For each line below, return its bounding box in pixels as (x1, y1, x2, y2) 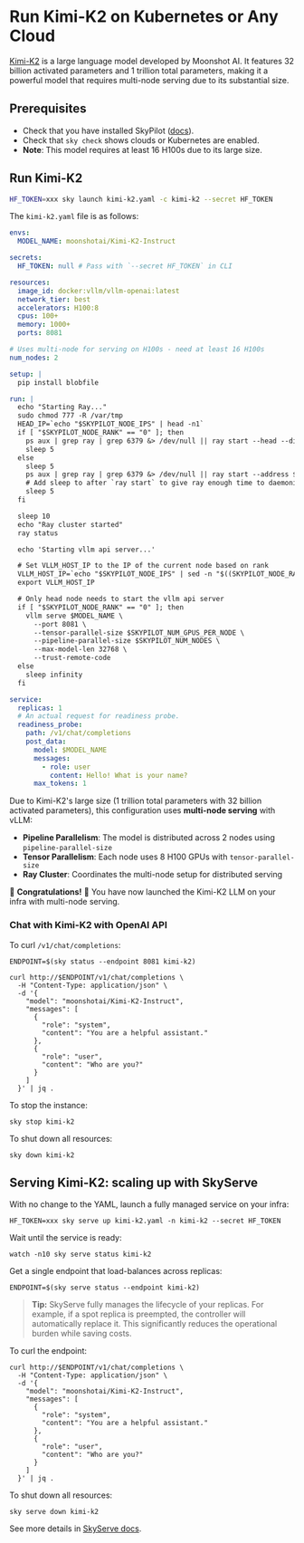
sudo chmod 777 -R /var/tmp (17, 411, 124, 420)
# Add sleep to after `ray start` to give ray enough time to (25, 478, 265, 488)
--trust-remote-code (33, 654, 111, 663)
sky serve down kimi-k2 (9, 1508, 100, 1517)
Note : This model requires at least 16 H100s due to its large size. (22, 144, 262, 155)
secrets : (9, 254, 43, 263)
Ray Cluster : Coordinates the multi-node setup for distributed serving (22, 869, 283, 880)
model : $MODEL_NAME (33, 745, 107, 754)
